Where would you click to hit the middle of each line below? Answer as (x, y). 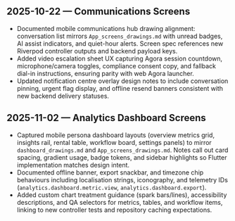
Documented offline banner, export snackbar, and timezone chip (110, 172)
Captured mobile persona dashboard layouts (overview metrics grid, (116, 135)
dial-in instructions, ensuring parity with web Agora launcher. (105, 73)
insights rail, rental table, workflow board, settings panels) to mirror (114, 142)
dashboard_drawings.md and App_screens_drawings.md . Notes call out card (122, 150)
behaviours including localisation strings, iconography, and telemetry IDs (122, 179)
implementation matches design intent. (73, 165)
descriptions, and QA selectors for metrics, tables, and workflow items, (120, 202)
